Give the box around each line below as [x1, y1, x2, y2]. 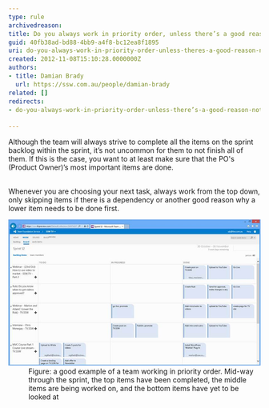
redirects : [8, 97, 45, 106]
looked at [28, 392, 59, 402]
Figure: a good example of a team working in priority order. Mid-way [28, 366, 254, 376]
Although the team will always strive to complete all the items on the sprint [8, 137, 254, 147]
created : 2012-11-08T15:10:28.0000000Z [8, 55, 142, 63]
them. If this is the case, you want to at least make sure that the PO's [8, 154, 235, 164]
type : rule [8, 13, 45, 21]
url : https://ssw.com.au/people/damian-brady [15, 80, 171, 88]
